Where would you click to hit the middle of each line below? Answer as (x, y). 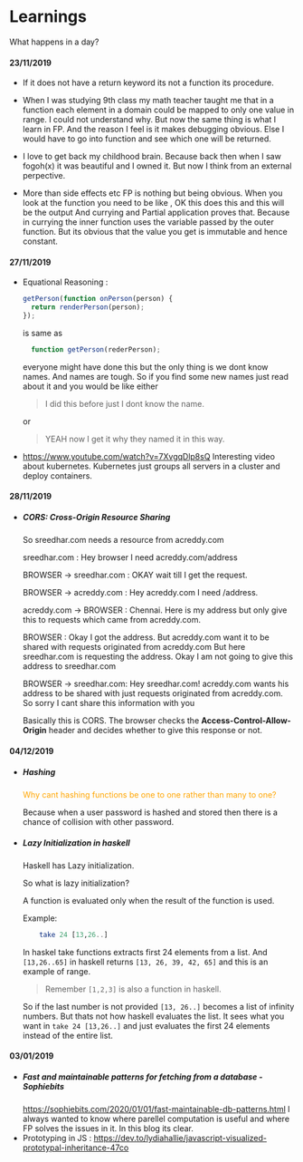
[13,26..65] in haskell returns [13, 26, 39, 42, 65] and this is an (145, 962)
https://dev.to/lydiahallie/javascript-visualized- (180, 1138)
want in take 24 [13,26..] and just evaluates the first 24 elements (146, 1025)
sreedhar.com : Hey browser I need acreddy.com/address (130, 557)
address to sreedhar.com (69, 666)
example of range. (57, 971)
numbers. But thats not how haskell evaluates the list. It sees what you (153, 1016)
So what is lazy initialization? (76, 883)
